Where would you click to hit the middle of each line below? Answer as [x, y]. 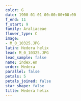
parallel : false [22, 72]
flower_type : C [21, 34]
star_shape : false [25, 86]
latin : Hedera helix [27, 48]
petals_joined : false [28, 81]
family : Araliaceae [26, 29]
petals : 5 [16, 77]
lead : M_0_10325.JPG [27, 53]
